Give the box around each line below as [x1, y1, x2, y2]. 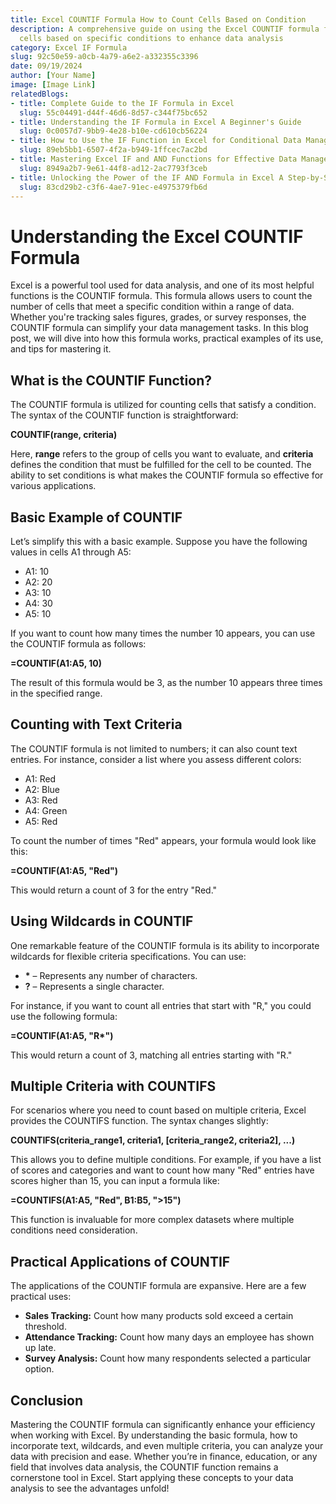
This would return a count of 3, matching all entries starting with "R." [10, 1049, 293, 1061]
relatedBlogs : [10, 89, 70, 99]
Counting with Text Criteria [10, 716, 183, 733]
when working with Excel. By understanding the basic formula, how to [10, 1429, 298, 1441]
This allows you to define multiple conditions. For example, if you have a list [10, 1154, 322, 1166]
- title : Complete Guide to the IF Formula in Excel [10, 98, 235, 108]
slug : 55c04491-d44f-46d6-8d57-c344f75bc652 [19, 107, 208, 118]
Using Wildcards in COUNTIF [10, 913, 194, 930]
